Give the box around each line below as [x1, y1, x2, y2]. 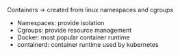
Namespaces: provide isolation [16, 19, 105, 26]
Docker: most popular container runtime [16, 33, 130, 41]
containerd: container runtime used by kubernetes [16, 41, 159, 48]
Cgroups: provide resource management [16, 26, 132, 34]
